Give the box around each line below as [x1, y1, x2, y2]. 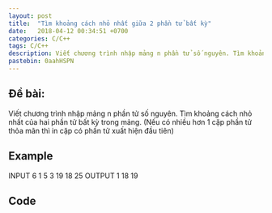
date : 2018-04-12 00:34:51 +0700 [8, 27, 129, 35]
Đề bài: [8, 87, 45, 101]
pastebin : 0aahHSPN [8, 58, 74, 66]
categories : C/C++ [8, 34, 70, 43]
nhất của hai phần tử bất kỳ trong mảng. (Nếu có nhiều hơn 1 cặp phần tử [8, 117, 253, 126]
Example [8, 149, 53, 163]
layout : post [8, 11, 53, 20]
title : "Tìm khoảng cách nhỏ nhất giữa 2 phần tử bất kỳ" [8, 19, 212, 28]
